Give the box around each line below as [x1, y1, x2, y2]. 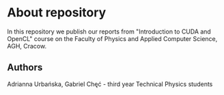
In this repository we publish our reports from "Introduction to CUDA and [7, 27, 212, 36]
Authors [7, 62, 43, 73]
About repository [7, 5, 107, 21]
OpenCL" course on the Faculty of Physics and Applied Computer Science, [7, 34, 218, 42]
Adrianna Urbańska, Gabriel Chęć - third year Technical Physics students [7, 80, 213, 88]
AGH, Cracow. [7, 42, 46, 50]
